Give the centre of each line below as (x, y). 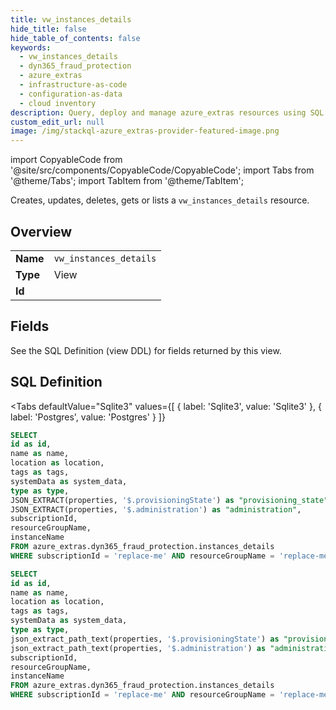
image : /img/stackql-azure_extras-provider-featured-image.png (145, 131)
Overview (41, 231)
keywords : (31, 47)
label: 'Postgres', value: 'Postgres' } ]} (88, 417)
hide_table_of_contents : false (75, 38)
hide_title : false (48, 29)
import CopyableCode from (66, 160)
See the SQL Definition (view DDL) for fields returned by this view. (146, 350)
